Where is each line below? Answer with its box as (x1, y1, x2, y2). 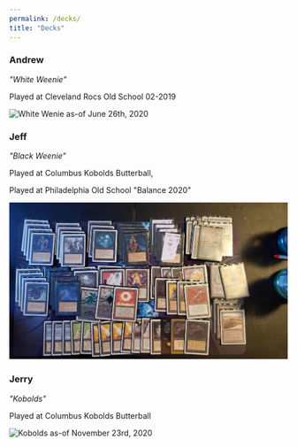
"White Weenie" (9, 73, 67, 84)
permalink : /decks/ (9, 14, 81, 23)
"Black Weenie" (9, 150, 66, 161)
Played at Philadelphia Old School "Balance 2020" (9, 185, 192, 196)
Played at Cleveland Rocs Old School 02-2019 (9, 91, 177, 102)
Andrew (9, 54, 44, 66)
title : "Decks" (9, 23, 65, 33)
